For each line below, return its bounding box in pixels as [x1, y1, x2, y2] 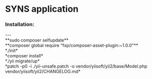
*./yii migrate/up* [5, 58, 40, 64]
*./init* [5, 48, 18, 53]
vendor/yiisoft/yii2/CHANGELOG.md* [5, 69, 81, 75]
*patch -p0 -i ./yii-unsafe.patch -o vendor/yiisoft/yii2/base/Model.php [5, 63, 148, 69]
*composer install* [5, 53, 43, 59]
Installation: [5, 21, 35, 28]
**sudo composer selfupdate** [5, 37, 69, 43]
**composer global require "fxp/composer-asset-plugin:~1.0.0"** [5, 43, 138, 49]
